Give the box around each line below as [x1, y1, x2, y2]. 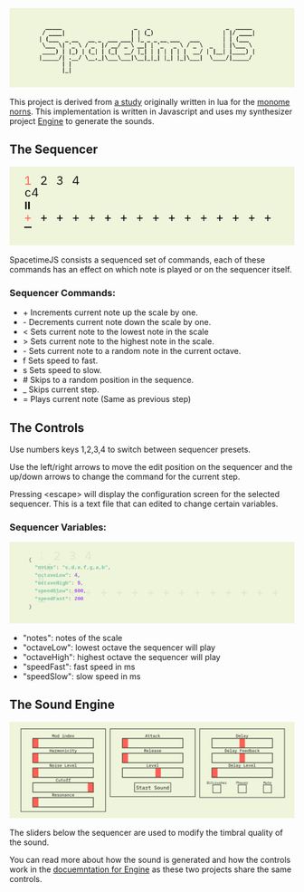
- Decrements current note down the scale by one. [22, 317, 212, 328]
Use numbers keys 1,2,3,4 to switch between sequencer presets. [9, 444, 252, 456]
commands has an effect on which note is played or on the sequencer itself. [9, 264, 292, 275]
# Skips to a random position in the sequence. [22, 375, 195, 386]
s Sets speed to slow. [22, 365, 102, 376]
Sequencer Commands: [9, 286, 116, 299]
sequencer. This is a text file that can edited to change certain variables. [9, 498, 279, 510]
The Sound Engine [9, 697, 115, 713]
